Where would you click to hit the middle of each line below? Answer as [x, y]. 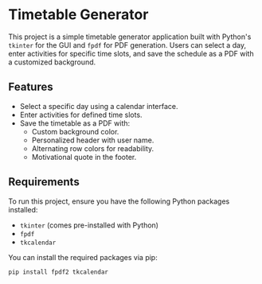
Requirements [44, 182]
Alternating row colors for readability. [93, 148]
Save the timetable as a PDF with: [75, 123]
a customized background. [52, 62]
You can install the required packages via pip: [83, 257]
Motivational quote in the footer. [84, 157]
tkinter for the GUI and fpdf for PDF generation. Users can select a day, [127, 45]
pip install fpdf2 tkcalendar [59, 272]
